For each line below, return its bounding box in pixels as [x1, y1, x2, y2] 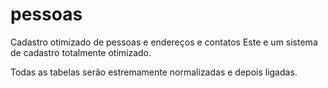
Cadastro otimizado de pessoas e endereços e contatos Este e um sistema [10, 36, 318, 48]
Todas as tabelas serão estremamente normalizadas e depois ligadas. [10, 66, 298, 78]
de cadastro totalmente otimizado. [10, 46, 152, 58]
